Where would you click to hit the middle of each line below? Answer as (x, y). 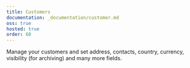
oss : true (19, 23)
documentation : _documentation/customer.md (63, 18)
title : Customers (28, 12)
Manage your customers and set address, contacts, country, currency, (95, 52)
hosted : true (23, 29)
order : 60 (19, 35)
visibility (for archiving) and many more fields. (64, 58)
